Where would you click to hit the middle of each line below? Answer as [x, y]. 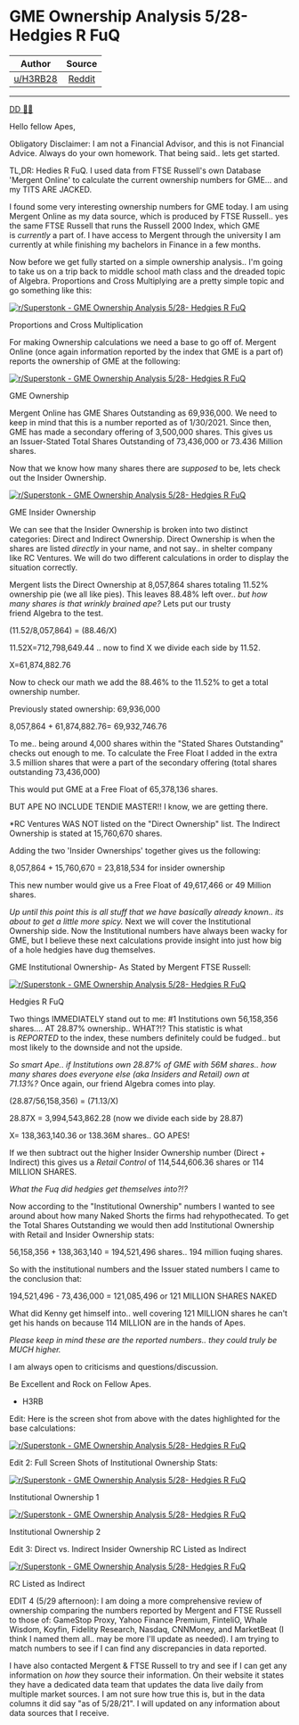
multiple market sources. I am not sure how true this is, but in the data [137, 1694]
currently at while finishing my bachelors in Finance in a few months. [135, 244]
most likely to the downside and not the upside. [96, 1047]
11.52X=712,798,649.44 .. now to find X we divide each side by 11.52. [135, 648]
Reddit [82, 78]
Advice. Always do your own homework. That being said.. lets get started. [145, 153]
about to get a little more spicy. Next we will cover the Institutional [130, 921]
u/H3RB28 [36, 78]
